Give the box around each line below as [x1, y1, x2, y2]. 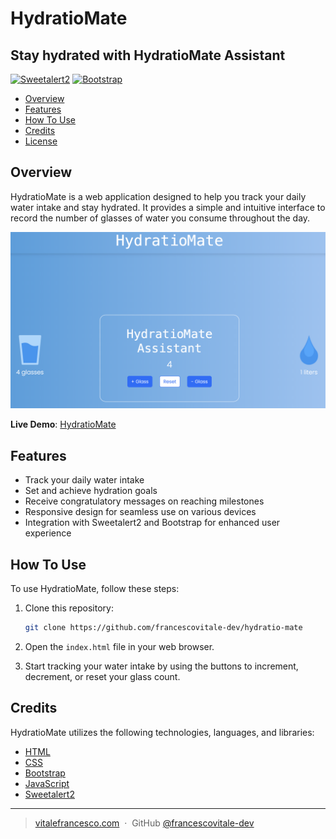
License [24, 135, 58, 147]
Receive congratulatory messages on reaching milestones [24, 495, 265, 507]
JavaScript [24, 777, 70, 789]
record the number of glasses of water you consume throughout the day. [10, 212, 311, 224]
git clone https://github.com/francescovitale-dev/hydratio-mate [24, 622, 303, 632]
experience [24, 527, 72, 539]
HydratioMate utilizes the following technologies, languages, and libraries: [10, 726, 315, 738]
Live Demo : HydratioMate [10, 418, 117, 431]
